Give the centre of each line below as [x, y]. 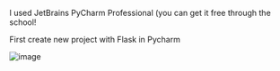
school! [23, 22]
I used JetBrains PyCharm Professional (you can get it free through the [140, 13]
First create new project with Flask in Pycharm [95, 39]
